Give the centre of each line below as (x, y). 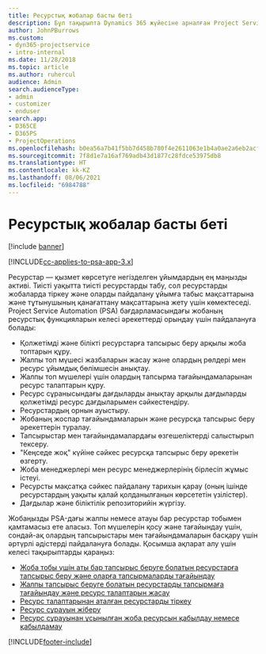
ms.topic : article (38, 67)
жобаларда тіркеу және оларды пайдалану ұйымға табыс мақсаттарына (131, 293)
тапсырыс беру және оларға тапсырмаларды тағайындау (117, 576)
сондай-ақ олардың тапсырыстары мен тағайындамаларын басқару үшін (133, 535)
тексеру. (34, 444)
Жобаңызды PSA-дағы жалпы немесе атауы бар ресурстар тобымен (125, 518)
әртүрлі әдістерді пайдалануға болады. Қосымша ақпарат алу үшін (122, 543)
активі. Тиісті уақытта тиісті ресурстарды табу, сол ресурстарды (118, 285)
